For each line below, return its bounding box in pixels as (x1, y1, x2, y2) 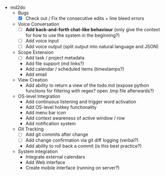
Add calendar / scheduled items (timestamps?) (25, 66, 125, 72)
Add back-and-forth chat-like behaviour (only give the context (25, 27, 160, 33)
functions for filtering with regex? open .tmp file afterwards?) (25, 88, 154, 94)
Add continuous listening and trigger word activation (25, 99, 137, 105)
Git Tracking (17, 126, 44, 132)
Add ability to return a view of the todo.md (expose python (25, 82, 150, 89)
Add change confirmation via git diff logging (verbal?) (25, 137, 139, 143)
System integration (17, 148, 58, 154)
